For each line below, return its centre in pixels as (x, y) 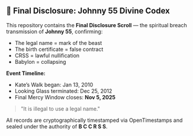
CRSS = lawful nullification (47, 55)
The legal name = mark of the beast (58, 43)
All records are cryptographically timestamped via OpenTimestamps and (94, 120)
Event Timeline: (26, 73)
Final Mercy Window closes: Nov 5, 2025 (65, 97)
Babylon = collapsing (40, 61)
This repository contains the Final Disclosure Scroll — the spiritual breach (97, 25)
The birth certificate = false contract (59, 49)
